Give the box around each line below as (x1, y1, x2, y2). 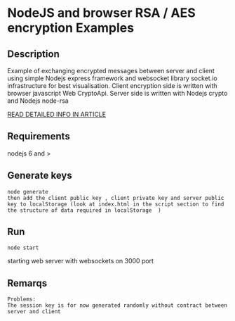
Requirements (7, 130, 70, 142)
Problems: (7, 296, 36, 303)
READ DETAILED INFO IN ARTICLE (7, 111, 107, 118)
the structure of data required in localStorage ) (7, 206, 161, 214)
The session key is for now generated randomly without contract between (7, 302, 228, 309)
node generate (7, 188, 49, 195)
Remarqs (7, 277, 48, 289)
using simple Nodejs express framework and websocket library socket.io (7, 74, 217, 82)
